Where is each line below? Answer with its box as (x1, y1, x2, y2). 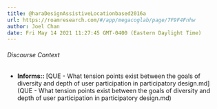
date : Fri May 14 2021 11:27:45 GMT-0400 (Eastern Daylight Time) (7, 29, 202, 37)
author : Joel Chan (7, 23, 60, 30)
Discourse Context (7, 50, 60, 59)
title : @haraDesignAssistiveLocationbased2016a (7, 10, 147, 17)
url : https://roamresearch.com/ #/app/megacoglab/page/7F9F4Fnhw (7, 17, 196, 23)
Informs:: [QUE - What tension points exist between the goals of (17, 72, 201, 80)
